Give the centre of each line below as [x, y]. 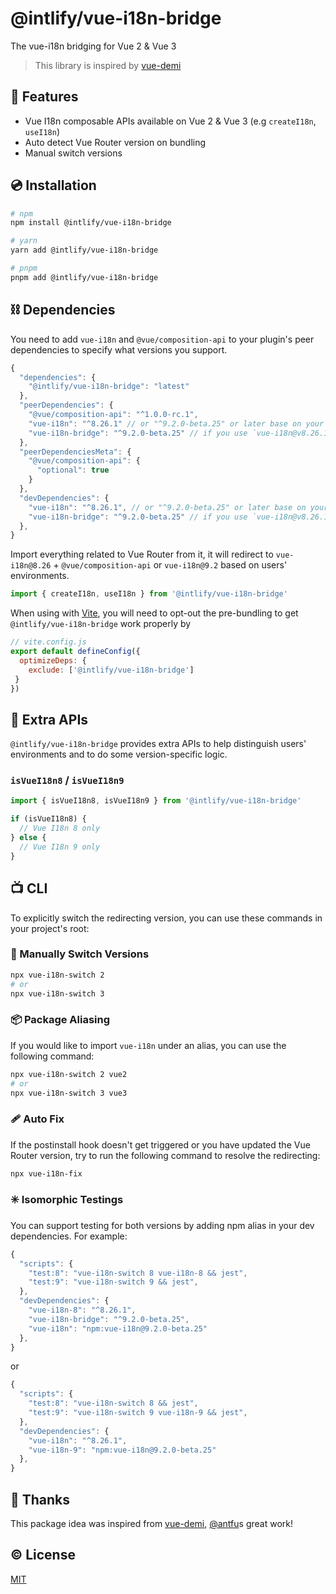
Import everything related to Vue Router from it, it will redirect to [142, 554]
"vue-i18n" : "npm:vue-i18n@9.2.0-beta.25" [118, 1328]
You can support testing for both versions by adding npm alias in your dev [162, 1225]
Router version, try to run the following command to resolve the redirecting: [165, 1155]
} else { [28, 838]
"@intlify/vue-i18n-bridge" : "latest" [109, 387]
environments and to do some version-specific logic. [119, 754]
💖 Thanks [40, 1499]
